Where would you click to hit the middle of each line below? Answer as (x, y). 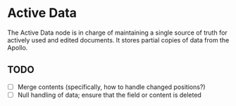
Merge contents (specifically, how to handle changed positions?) (111, 87)
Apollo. (18, 47)
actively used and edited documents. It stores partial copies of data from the (118, 40)
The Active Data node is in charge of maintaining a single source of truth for (117, 33)
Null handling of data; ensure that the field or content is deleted (110, 95)
